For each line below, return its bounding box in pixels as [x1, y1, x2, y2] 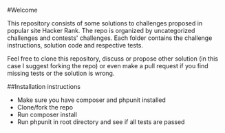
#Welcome [7, 6, 38, 14]
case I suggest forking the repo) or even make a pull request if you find [7, 62, 208, 70]
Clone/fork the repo [17, 103, 74, 111]
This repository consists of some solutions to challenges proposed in [7, 19, 203, 27]
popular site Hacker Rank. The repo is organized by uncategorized [7, 27, 195, 34]
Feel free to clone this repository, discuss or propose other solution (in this [7, 54, 219, 63]
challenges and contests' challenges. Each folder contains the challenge [7, 34, 213, 42]
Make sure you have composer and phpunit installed [17, 96, 167, 104]
